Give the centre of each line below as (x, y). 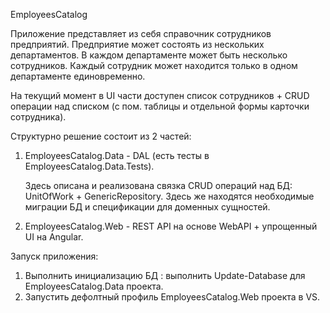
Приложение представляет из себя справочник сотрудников (141, 33)
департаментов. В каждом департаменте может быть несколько (149, 55)
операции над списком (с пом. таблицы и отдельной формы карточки (160, 106)
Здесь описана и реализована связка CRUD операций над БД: (158, 185)
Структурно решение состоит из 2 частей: (101, 136)
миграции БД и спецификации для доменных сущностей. (147, 207)
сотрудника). (38, 117)
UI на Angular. (54, 237)
